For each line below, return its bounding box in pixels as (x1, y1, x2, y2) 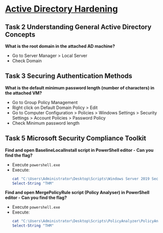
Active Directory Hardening (5, 3, 118, 15)
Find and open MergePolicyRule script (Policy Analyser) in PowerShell (5, 190, 150, 196)
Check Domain (12, 58, 42, 64)
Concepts (5, 30, 36, 38)
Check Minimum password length (12, 120, 80, 126)
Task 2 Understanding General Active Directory (5, 23, 152, 31)
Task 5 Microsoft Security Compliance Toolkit (5, 134, 146, 143)
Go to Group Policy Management (12, 99, 78, 105)
